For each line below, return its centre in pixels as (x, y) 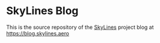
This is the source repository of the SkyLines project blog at (80, 27)
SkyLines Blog (43, 11)
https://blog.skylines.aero (38, 33)
